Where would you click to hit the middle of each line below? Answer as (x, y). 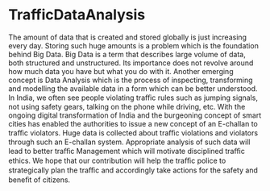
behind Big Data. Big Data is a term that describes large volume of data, (127, 54)
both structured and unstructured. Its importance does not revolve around (131, 63)
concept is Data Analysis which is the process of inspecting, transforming (131, 80)
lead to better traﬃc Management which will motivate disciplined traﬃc (127, 151)
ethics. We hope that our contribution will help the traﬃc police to (117, 160)
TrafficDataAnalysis (77, 15)
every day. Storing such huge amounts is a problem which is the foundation (134, 45)
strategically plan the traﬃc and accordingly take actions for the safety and (133, 170)
